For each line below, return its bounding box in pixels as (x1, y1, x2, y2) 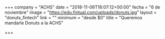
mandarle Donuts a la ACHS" (4, 20, 63, 26)
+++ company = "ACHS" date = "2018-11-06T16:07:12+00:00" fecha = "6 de (4, 4, 161, 10)
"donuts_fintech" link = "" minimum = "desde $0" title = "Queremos (4, 15, 142, 20)
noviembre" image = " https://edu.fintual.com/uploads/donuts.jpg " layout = (4, 9, 157, 15)
